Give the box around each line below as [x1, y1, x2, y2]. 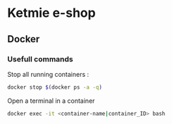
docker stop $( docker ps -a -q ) [7, 83, 102, 91]
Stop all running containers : [7, 70, 90, 78]
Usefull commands [7, 54, 73, 64]
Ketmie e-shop [7, 5, 97, 21]
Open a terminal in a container [7, 97, 95, 105]
